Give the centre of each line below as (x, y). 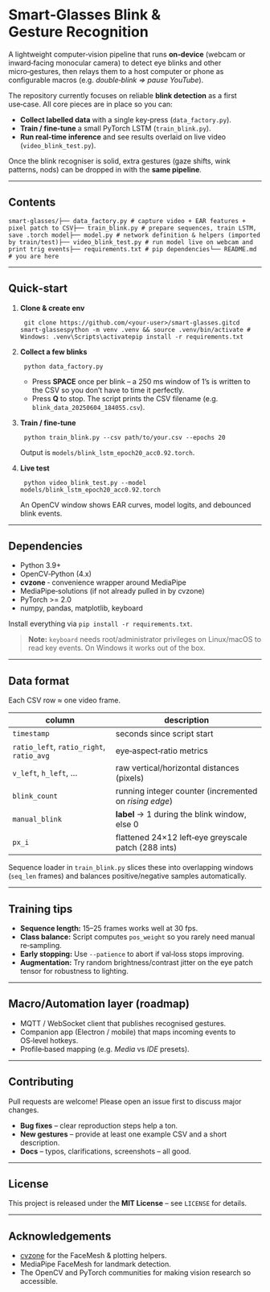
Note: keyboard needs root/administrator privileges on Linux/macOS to (145, 640)
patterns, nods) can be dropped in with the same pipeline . (105, 169)
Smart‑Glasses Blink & (85, 15)
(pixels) (130, 778)
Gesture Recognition (78, 32)
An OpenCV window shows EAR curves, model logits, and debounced (135, 504)
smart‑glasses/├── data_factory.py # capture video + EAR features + (127, 221)
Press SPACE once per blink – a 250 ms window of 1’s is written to (141, 381)
